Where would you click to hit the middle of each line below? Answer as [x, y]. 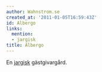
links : [14, 28]
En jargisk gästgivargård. [37, 62]
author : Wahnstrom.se [33, 12]
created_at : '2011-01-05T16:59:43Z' [52, 17]
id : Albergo [21, 23]
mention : [22, 34]
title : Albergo [25, 46]
